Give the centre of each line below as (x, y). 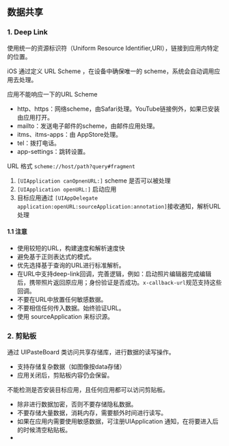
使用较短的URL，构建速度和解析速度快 (71, 248)
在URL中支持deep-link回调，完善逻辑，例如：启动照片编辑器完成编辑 (114, 274)
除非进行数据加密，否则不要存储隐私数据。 (77, 404)
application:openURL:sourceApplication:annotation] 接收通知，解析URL (119, 206)
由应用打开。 (35, 117)
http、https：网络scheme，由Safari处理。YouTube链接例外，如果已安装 (118, 109)
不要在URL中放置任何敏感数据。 (62, 299)
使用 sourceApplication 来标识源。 (65, 316)
